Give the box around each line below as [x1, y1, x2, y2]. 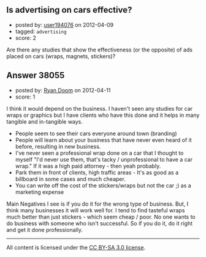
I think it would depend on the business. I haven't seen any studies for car [6, 105, 193, 112]
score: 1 [15, 93, 36, 100]
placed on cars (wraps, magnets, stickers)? [6, 52, 116, 60]
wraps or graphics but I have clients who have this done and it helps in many [6, 111, 200, 119]
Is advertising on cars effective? [6, 5, 132, 15]
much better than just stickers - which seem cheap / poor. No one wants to [6, 213, 196, 220]
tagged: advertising [15, 28, 67, 35]
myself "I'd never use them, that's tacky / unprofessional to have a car [15, 155, 193, 163]
